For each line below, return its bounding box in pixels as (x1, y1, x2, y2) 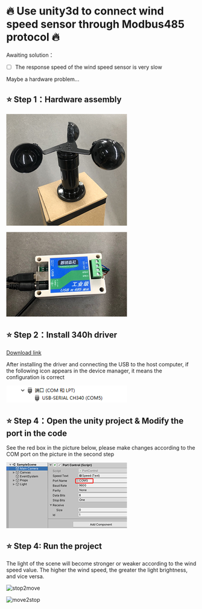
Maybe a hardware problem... (6, 75, 80, 83)
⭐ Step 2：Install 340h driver (6, 330, 118, 340)
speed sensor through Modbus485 (6, 18, 185, 31)
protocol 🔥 (6, 30, 60, 44)
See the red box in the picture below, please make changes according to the (6, 444, 195, 451)
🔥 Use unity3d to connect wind (6, 4, 165, 18)
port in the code (6, 429, 68, 439)
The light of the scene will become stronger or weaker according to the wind (6, 560, 197, 567)
